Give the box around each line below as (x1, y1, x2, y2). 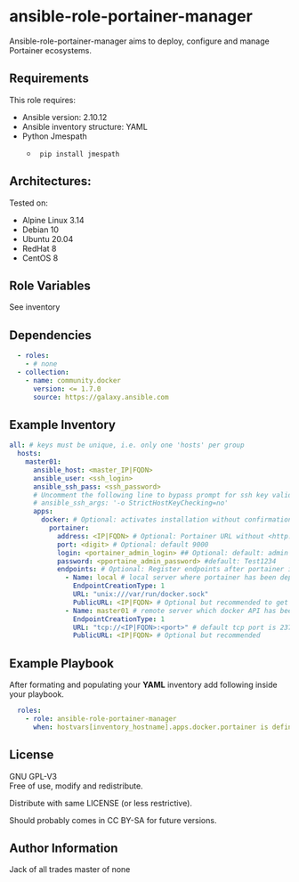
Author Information (9, 840, 118, 855)
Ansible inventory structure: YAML (21, 121, 149, 132)
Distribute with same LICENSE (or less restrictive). (9, 797, 193, 808)
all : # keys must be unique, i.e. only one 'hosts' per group (9, 441, 245, 450)
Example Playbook (9, 656, 114, 671)
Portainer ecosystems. (9, 45, 92, 55)
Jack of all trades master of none (9, 864, 131, 875)
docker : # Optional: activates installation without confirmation (41, 515, 293, 524)
